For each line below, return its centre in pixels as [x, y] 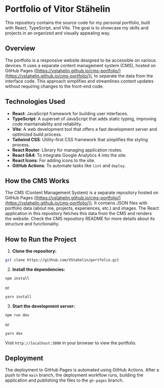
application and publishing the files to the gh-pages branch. [64, 380]
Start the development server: [44, 306]
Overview [20, 48]
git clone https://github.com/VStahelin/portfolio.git [62, 260]
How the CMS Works [37, 181]
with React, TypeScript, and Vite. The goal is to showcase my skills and [77, 27]
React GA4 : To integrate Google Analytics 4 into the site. [69, 155]
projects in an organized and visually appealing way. [58, 33]
